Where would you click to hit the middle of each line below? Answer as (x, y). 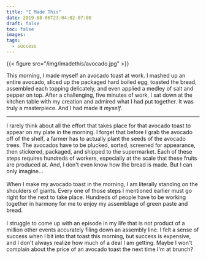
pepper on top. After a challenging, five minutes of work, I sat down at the (100, 95)
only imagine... (25, 171)
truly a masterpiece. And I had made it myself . (64, 108)
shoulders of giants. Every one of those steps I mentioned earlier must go (99, 190)
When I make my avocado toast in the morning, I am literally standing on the (102, 184)
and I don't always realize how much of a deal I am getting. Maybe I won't (99, 242)
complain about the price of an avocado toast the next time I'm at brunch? (100, 249)
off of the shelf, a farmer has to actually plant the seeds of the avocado (96, 138)
